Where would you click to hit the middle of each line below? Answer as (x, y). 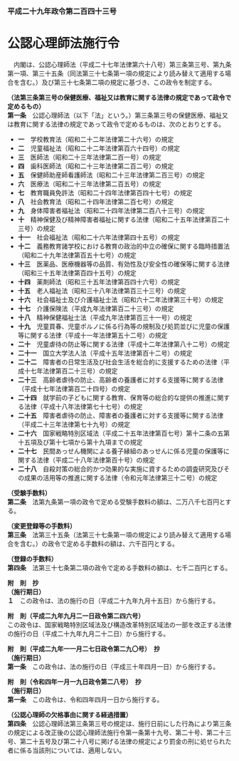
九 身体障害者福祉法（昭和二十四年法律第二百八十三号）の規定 (111, 210)
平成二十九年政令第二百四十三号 (62, 11)
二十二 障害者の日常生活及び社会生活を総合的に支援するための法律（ (121, 362)
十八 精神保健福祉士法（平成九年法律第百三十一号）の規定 (105, 317)
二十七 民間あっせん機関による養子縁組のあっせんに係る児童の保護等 (121, 451)
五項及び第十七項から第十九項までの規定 (83, 442)
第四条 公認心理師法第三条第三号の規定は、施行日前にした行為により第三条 (119, 723)
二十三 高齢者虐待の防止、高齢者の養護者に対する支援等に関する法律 (121, 380)
